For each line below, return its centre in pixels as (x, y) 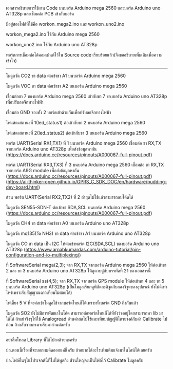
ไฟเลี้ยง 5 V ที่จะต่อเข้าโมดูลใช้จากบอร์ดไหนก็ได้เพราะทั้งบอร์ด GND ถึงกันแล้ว (72, 303)
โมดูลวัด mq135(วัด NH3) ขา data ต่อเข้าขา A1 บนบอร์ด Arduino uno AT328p (78, 233)
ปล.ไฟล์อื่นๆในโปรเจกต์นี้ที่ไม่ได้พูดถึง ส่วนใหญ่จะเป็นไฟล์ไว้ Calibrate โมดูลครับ (75, 360)
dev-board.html (22, 187)
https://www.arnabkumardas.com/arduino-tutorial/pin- (83, 250)
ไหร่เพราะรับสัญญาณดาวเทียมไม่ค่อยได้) (39, 292)
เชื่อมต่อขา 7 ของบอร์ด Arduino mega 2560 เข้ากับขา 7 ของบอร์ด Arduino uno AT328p (86, 96)
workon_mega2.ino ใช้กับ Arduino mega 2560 (53, 34)
